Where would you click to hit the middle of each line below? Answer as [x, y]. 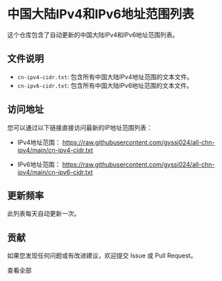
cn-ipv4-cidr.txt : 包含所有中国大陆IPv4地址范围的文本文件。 [105, 76]
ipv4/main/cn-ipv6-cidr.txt [55, 172]
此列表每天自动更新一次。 [44, 214]
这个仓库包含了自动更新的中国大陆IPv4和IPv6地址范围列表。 [93, 35]
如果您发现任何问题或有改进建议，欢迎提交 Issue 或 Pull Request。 [102, 256]
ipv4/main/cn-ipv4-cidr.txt [55, 150]
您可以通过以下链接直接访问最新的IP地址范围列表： [80, 127]
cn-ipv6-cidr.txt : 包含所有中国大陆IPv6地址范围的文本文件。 [105, 85]
